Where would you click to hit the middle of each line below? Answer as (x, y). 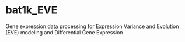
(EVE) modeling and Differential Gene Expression (64, 32)
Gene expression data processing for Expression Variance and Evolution (92, 26)
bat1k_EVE (32, 10)
